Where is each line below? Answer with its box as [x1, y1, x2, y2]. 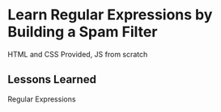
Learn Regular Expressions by [7, 6, 213, 24]
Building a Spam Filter [7, 23, 158, 41]
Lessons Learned [7, 73, 96, 86]
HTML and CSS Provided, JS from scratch [7, 49, 148, 59]
